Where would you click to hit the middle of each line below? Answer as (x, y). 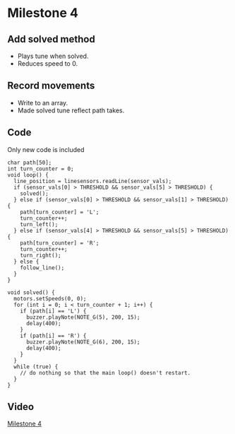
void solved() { (31, 292)
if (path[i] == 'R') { (53, 336)
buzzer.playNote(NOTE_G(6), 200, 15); (83, 342)
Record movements (51, 86)
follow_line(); (42, 268)
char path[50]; (30, 163)
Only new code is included (46, 149)
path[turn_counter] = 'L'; (60, 212)
